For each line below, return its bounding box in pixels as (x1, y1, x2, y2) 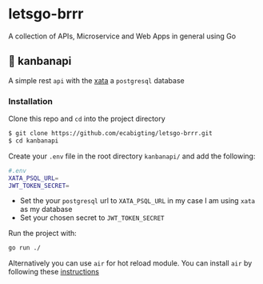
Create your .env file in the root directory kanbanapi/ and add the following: (8, 151, 256, 161)
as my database (19, 205, 73, 214)
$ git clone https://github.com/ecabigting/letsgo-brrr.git (8, 130, 213, 138)
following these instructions (8, 267, 100, 277)
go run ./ (8, 244, 42, 252)
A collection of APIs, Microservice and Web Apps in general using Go (8, 31, 237, 41)
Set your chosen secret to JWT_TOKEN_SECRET (19, 213, 165, 222)
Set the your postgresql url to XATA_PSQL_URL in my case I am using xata (19, 196, 256, 206)
